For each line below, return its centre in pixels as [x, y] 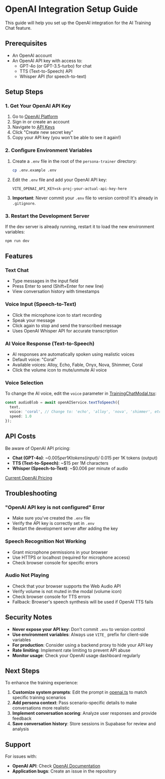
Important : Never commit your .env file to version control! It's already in [85, 198]
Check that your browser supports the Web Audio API [67, 586]
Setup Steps [24, 92]
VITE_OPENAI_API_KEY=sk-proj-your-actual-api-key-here [69, 188]
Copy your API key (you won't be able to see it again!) [67, 138]
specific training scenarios [39, 698]
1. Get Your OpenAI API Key [38, 106]
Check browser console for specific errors [55, 562]
